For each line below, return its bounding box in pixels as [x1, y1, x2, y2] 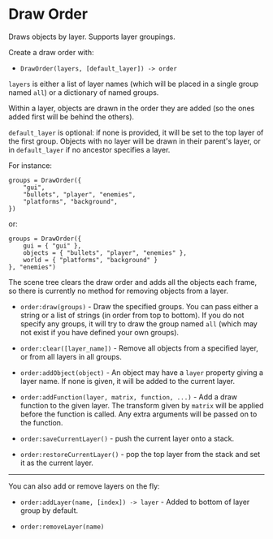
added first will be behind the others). [8, 111, 135, 122]
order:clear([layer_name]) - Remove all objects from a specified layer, [19, 343, 258, 353]
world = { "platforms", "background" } [23, 256, 158, 264]
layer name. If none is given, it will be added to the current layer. [19, 376, 236, 386]
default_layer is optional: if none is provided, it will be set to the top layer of [8, 127, 264, 137]
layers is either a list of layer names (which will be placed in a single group [8, 79, 258, 88]
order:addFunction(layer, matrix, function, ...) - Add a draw [19, 391, 238, 402]
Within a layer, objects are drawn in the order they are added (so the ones [8, 103, 255, 113]
